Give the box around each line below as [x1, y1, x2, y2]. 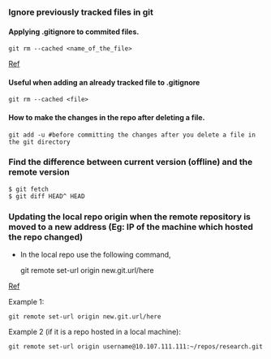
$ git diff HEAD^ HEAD [8, 192, 85, 201]
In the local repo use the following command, [19, 250, 172, 260]
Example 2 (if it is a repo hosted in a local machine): [8, 327, 181, 337]
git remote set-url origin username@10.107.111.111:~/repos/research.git [8, 343, 264, 351]
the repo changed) [8, 231, 84, 242]
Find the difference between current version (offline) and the [8, 157, 253, 168]
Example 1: [8, 297, 45, 307]
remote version [8, 167, 71, 178]
